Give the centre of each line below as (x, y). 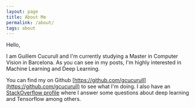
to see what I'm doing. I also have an (126, 87)
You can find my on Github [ (40, 80)
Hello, (13, 45)
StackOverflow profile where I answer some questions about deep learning (98, 93)
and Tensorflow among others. (44, 99)
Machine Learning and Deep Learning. (53, 69)
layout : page (22, 12)
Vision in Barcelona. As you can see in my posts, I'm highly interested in (94, 63)
